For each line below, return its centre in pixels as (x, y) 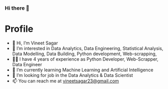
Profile (19, 29)
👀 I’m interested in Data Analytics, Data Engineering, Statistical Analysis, (88, 48)
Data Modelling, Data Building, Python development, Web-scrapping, (84, 54)
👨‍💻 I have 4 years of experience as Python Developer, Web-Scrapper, (85, 59)
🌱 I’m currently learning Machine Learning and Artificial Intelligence (83, 70)
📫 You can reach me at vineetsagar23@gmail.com (65, 81)
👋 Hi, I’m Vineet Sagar (35, 43)
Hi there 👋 (17, 8)
